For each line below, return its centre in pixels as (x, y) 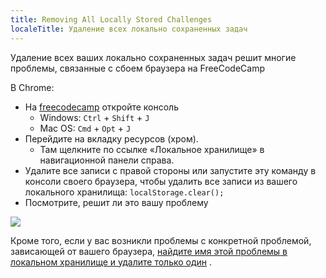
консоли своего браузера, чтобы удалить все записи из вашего (161, 181)
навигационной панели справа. (107, 160)
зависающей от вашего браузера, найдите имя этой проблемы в (149, 251)
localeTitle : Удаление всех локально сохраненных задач (129, 29)
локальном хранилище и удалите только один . (111, 262)
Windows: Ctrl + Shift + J (94, 117)
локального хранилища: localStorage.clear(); (124, 192)
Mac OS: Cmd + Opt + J (85, 128)
